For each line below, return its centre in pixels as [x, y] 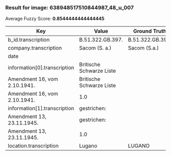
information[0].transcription [41, 68]
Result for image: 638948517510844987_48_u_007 [69, 8]
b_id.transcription [29, 40]
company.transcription [35, 48]
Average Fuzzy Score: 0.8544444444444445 [55, 19]
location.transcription [33, 146]
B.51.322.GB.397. [101, 40]
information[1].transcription [41, 108]
